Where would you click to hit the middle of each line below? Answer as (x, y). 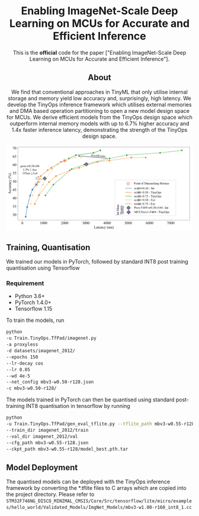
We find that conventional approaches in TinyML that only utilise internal (99, 92)
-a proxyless (22, 345)
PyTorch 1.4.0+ (33, 303)
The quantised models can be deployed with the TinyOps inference (88, 482)
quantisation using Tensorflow (43, 268)
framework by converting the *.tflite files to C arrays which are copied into (96, 488)
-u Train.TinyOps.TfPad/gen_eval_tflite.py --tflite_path (79, 424)
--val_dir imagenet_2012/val (42, 436)
